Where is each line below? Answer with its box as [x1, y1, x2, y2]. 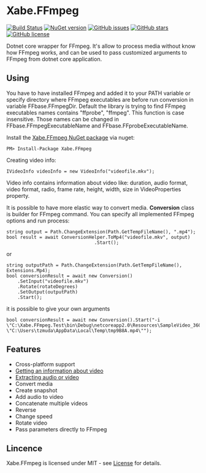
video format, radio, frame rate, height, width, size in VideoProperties [6, 185, 181, 193]
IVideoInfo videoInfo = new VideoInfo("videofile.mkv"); [6, 168, 155, 175]
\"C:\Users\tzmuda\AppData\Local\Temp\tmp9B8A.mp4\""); [6, 327, 152, 334]
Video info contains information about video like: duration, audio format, [6, 179, 188, 186]
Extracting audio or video [15, 373, 80, 380]
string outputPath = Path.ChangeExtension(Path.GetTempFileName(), [6, 262, 183, 268]
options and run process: [6, 217, 70, 224]
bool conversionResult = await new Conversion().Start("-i [6, 317, 161, 323]
